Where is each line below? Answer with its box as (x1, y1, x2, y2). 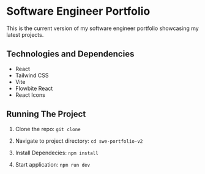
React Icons (15, 91, 46, 99)
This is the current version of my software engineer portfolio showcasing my (6, 25, 199, 32)
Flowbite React (15, 85, 53, 92)
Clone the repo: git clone (15, 125, 81, 132)
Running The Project (6, 109, 86, 119)
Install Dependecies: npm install (15, 149, 99, 156)
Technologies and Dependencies (6, 49, 135, 59)
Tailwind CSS (15, 72, 49, 79)
